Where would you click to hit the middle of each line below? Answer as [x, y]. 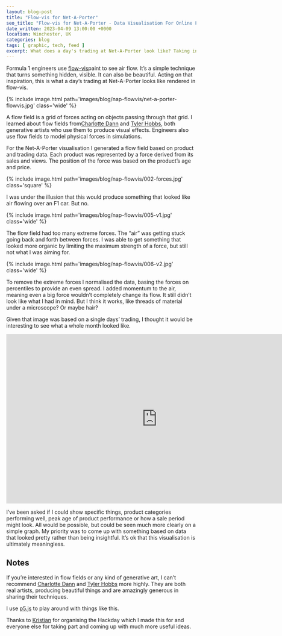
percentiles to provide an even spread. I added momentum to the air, [91, 288]
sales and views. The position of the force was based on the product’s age [99, 161]
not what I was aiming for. [38, 252]
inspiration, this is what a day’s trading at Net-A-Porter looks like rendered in [101, 81]
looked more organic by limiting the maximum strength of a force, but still [97, 246]
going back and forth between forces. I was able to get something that [94, 239]
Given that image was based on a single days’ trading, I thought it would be [99, 319]
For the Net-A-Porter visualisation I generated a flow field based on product [100, 148]
